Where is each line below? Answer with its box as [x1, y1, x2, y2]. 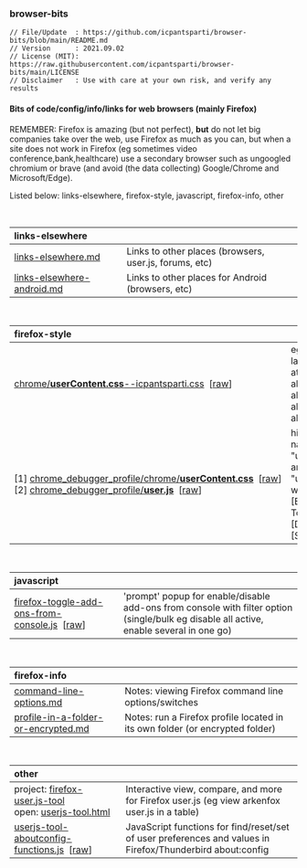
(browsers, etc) [126, 282, 193, 295]
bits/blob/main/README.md [9, 36, 108, 46]
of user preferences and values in [125, 831, 270, 844]
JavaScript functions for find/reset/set [125, 820, 290, 833]
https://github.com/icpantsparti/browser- [82, 28, 248, 37]
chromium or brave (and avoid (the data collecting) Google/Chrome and [9, 163, 280, 174]
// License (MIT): [9, 52, 79, 61]
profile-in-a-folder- [14, 711, 104, 724]
